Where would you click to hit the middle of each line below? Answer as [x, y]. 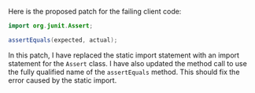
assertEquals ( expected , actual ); [63, 40]
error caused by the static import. [63, 80]
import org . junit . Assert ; [50, 26]
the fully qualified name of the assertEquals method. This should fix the [124, 72]
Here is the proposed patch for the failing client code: [95, 11]
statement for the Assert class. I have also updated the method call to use [128, 63]
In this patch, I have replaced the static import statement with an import [124, 55]
